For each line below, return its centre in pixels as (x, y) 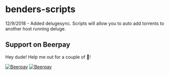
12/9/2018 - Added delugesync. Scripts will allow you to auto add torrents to (85, 23)
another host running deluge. (36, 28)
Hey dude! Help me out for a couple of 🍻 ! (48, 57)
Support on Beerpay (38, 45)
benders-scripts (40, 9)
